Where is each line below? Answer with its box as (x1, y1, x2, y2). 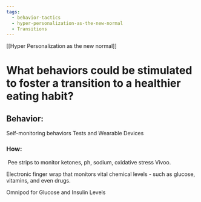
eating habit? (6, 89, 74, 103)
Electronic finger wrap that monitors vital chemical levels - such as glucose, (6, 170, 196, 178)
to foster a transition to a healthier (6, 76, 181, 90)
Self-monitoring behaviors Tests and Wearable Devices (6, 130, 144, 137)
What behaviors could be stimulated (6, 64, 193, 78)
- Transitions (12, 25, 47, 32)
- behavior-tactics (12, 15, 61, 21)
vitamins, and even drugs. (6, 177, 71, 184)
